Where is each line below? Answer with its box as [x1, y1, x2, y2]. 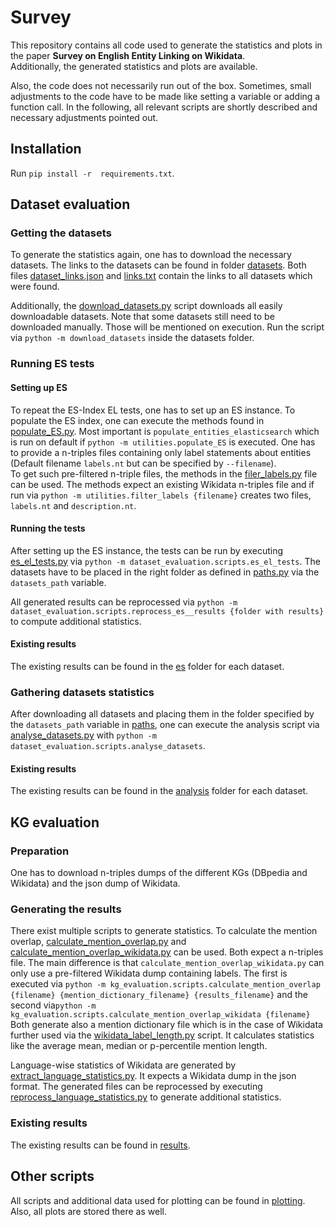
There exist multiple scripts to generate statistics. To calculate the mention [10, 925, 318, 937]
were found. [10, 281, 60, 293]
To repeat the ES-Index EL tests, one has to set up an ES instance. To [10, 404, 296, 416]
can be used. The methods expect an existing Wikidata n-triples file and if [10, 478, 315, 490]
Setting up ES [10, 381, 68, 393]
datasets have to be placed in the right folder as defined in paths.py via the [10, 566, 320, 578]
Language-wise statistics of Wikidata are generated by [10, 1059, 237, 1071]
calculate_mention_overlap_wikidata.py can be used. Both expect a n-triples [10, 946, 324, 958]
